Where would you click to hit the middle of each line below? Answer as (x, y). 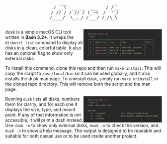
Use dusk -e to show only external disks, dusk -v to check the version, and (82, 125)
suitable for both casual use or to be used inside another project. (71, 136)
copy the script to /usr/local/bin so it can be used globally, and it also (78, 73)
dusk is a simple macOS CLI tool (38, 32)
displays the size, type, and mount (40, 109)
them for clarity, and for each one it (41, 104)
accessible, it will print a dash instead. (44, 120)
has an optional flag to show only (39, 53)
